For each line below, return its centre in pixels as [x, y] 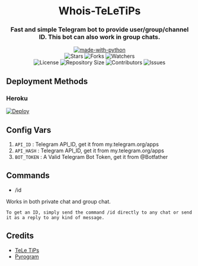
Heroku [17, 98]
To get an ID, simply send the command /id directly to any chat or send [99, 212]
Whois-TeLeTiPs [100, 11]
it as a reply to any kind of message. [55, 218]
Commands [28, 176]
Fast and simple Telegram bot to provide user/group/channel [100, 30]
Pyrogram [27, 256]
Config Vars [29, 130]
